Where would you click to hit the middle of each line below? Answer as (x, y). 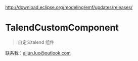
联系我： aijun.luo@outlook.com (38, 53)
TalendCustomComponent (62, 28)
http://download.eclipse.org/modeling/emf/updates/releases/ (69, 7)
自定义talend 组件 (36, 42)
